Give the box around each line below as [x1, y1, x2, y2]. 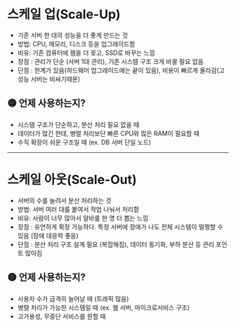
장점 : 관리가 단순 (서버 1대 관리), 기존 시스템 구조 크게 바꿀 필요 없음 [17, 57, 204, 65]
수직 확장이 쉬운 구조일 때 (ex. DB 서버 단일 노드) [17, 138, 152, 146]
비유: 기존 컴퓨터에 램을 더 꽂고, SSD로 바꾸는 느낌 [17, 48, 156, 57]
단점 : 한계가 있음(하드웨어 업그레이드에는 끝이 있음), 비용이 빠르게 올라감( [17, 66, 219, 74]
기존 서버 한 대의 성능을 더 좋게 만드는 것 [17, 31, 129, 39]
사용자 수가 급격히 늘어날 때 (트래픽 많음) [17, 294, 129, 302]
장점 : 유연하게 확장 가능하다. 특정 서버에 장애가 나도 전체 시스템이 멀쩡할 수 [17, 222, 223, 231]
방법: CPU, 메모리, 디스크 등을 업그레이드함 [17, 39, 136, 48]
